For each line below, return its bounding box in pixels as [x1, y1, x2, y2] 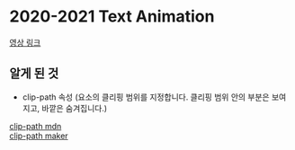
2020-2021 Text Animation [9, 6, 215, 27]
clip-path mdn [9, 120, 62, 131]
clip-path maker [9, 130, 69, 141]
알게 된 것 [9, 66, 59, 82]
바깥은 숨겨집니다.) [41, 102, 108, 113]
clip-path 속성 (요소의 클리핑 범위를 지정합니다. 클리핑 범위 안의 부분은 [22, 92, 270, 102]
